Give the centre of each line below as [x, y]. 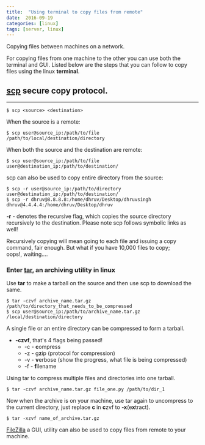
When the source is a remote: [43, 122]
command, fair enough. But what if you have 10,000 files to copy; [88, 248]
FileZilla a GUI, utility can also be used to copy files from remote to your [96, 430]
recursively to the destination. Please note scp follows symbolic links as [96, 223]
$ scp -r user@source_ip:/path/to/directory [64, 189]
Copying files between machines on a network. [66, 47]
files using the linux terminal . [43, 72]
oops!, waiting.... [27, 254]
